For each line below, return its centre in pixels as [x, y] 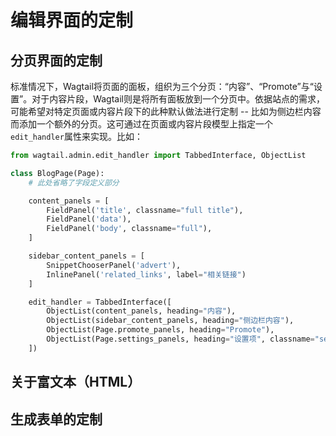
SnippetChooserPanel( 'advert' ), [114, 265]
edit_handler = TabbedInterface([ [100, 302]
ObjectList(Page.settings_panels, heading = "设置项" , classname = [180, 339]
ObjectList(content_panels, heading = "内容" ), [141, 311]
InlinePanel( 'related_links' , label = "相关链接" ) [146, 274]
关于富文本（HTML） [76, 382]
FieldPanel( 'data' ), [89, 219]
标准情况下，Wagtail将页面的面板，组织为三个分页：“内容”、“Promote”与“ [162, 86]
